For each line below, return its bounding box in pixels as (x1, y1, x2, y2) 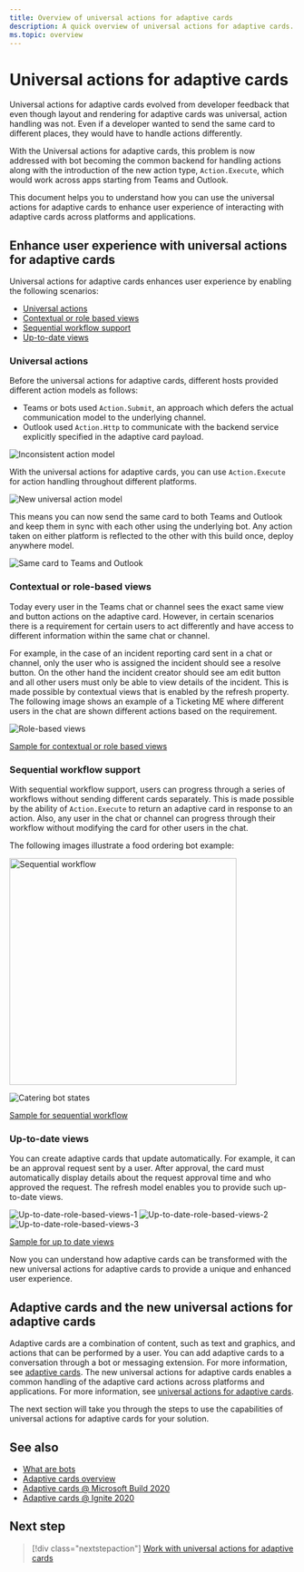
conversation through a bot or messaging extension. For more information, (9, 1357, 288, 1368)
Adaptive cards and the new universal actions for (9, 1299, 293, 1315)
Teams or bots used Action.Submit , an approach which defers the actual (22, 403, 294, 414)
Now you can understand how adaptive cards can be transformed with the (9, 1254, 288, 1265)
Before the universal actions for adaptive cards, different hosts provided (9, 376, 279, 386)
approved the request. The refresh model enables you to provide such (9, 1182, 272, 1193)
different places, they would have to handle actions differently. (9, 128, 243, 139)
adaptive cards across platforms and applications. (9, 211, 197, 222)
